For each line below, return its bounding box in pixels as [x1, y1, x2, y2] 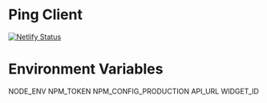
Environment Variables [8, 60, 164, 78]
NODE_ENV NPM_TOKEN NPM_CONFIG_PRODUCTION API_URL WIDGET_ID [8, 86, 259, 96]
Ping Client [8, 6, 83, 24]
